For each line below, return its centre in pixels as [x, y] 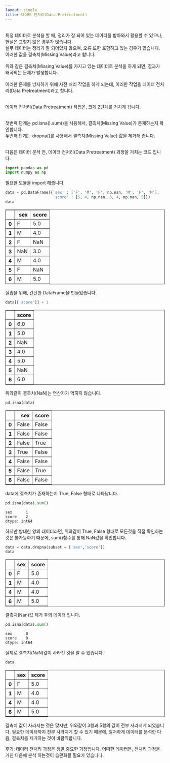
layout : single [21, 10]
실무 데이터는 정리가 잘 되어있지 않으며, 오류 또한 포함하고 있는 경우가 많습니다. [83, 48]
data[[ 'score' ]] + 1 [27, 302]
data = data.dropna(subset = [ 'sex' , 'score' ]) [55, 547]
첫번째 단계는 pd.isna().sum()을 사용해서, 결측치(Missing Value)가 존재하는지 [82, 123]
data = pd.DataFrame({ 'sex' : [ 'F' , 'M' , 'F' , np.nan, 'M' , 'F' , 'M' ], [82, 193]
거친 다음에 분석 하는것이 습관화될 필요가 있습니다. [55, 755]
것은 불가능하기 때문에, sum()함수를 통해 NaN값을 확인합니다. [66, 537]
